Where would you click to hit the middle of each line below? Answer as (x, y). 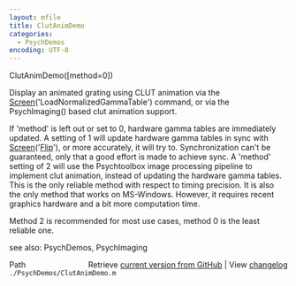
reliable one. (32, 230)
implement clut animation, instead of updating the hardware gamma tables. (146, 176)
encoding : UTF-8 (39, 50)
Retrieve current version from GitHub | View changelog (188, 265)
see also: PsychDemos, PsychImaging (79, 248)
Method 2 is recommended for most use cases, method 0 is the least (135, 221)
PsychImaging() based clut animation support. (93, 112)
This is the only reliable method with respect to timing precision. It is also (142, 185)
